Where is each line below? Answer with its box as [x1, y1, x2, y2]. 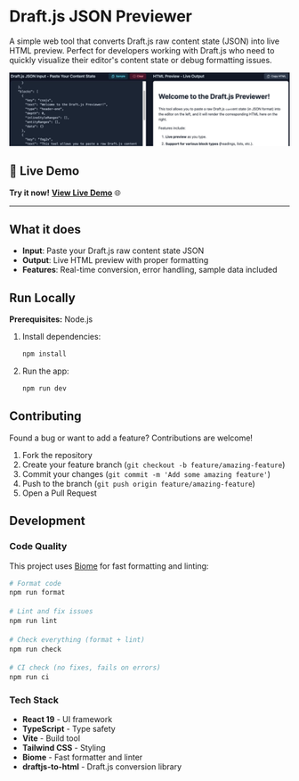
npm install [21, 349, 67, 358]
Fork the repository [21, 449, 93, 460]
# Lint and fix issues [9, 607, 93, 616]
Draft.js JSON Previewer [9, 6, 193, 27]
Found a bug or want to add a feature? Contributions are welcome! [9, 432, 254, 443]
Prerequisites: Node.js [9, 314, 93, 325]
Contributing [9, 408, 82, 424]
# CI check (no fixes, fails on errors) [9, 663, 162, 672]
